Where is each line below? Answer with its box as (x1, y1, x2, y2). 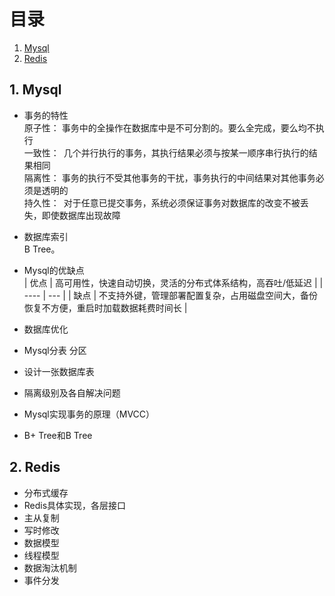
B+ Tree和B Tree (23, 429, 93, 441)
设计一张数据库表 (23, 365, 95, 377)
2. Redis (9, 459, 61, 476)
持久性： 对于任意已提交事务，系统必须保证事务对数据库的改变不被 (23, 196, 301, 209)
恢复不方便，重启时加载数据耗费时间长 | (23, 301, 188, 314)
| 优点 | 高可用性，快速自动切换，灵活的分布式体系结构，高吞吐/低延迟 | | (23, 276, 324, 289)
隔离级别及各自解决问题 (23, 386, 121, 399)
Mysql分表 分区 (23, 344, 87, 356)
